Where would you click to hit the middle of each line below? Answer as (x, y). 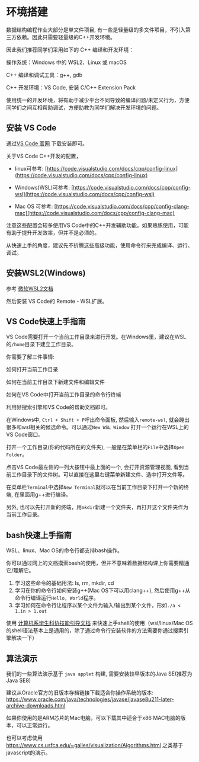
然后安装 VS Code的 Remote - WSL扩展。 (57, 301)
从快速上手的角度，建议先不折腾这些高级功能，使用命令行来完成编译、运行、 (99, 245)
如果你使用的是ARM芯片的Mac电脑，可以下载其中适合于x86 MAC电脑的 (93, 718)
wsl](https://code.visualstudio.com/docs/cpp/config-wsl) (85, 194)
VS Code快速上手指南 (46, 321)
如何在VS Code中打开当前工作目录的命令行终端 (64, 395)
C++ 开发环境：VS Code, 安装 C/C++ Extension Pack (71, 87)
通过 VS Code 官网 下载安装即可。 (47, 143)
